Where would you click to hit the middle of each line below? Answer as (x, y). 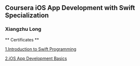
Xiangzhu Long (23, 29)
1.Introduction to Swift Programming (41, 49)
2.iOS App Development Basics (36, 58)
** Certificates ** (22, 40)
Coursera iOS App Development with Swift (70, 8)
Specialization (27, 16)
